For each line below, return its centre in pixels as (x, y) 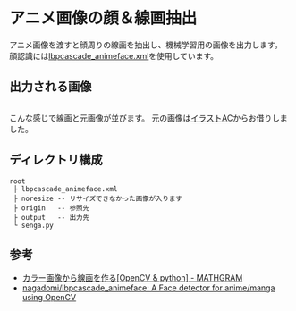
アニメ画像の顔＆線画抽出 (103, 18)
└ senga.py (33, 225)
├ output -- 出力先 (51, 217)
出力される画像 (51, 87)
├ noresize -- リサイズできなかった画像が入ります (98, 198)
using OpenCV (49, 298)
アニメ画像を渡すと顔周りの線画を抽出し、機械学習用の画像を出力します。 (146, 45)
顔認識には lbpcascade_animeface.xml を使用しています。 (114, 55)
